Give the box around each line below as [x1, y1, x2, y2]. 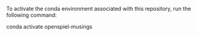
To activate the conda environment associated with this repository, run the [6, 5, 192, 12]
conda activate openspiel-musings [6, 23, 92, 30]
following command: [6, 11, 57, 19]
